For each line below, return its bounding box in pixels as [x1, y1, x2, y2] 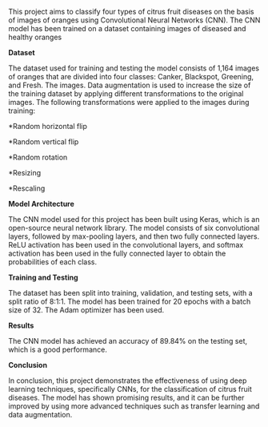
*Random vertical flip [8, 137, 79, 147]
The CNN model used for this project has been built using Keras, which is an [8, 215, 260, 224]
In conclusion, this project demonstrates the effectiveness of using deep [8, 376, 247, 385]
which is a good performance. [8, 344, 108, 354]
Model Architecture [8, 199, 74, 208]
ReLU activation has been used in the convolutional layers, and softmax [8, 240, 244, 249]
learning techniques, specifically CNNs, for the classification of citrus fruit [8, 385, 252, 393]
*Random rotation [8, 152, 68, 162]
